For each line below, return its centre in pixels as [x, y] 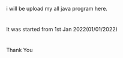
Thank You [19, 50]
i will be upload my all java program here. [57, 9]
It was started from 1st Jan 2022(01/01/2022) [62, 30]
